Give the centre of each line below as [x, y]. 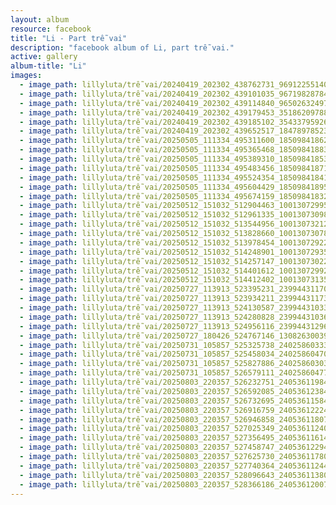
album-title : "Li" [48, 66]
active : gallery [44, 57]
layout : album [40, 19]
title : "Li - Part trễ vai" [69, 38]
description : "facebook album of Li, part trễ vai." [122, 47]
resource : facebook [51, 29]
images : [26, 76]
